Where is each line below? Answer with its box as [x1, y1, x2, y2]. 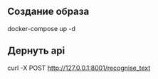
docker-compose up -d [7, 24, 76, 32]
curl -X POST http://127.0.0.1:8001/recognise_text [7, 63, 151, 72]
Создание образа [7, 6, 90, 18]
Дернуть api [7, 45, 65, 57]
